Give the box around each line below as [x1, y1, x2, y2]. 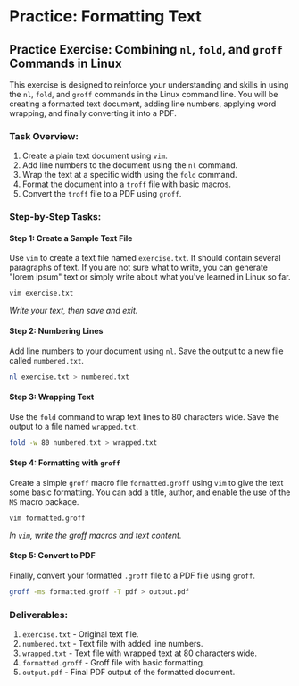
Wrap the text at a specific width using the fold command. [21, 170, 238, 180]
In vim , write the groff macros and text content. [9, 530, 182, 540]
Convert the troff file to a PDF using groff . [21, 188, 182, 199]
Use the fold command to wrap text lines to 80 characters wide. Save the [9, 411, 279, 422]
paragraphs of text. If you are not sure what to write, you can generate [9, 262, 268, 273]
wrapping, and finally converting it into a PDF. [9, 108, 177, 118]
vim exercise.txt [9, 289, 74, 298]
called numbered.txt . [9, 355, 85, 365]
